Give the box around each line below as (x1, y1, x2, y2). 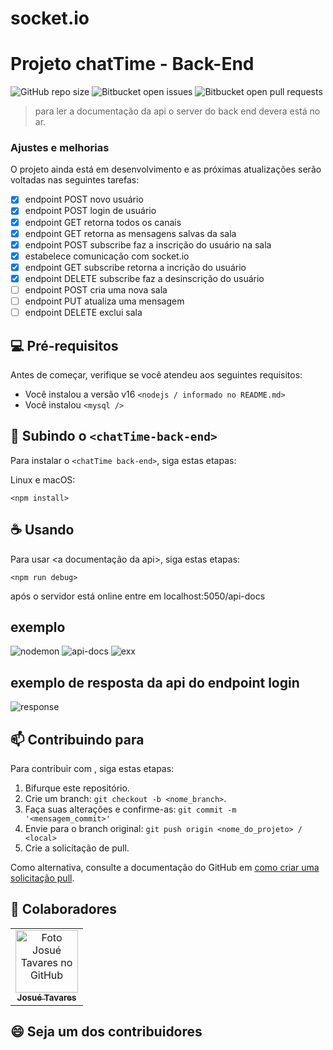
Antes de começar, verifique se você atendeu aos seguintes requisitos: (10, 368, 303, 381)
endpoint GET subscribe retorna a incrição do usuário (24, 261, 247, 273)
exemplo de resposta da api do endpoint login (10, 674, 300, 691)
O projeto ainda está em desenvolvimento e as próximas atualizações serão (10, 163, 322, 176)
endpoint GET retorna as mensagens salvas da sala (24, 227, 237, 239)
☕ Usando (10, 522, 75, 539)
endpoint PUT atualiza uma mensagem (24, 295, 185, 307)
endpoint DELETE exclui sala (24, 307, 143, 319)
